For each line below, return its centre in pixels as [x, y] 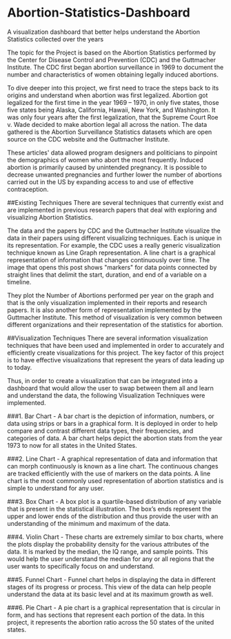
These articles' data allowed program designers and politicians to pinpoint [112, 153]
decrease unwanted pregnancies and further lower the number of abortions [114, 175]
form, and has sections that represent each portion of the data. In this [106, 615]
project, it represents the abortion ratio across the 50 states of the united [111, 622]
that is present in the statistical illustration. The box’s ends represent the [109, 509]
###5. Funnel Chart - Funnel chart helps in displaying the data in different [111, 579]
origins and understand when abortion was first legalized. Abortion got [108, 95]
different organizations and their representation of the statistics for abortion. [115, 324]
